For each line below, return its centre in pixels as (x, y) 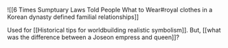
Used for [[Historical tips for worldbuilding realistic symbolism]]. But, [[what (114, 30)
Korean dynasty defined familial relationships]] (73, 17)
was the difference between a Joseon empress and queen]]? (93, 37)
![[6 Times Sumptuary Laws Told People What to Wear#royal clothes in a (110, 10)
